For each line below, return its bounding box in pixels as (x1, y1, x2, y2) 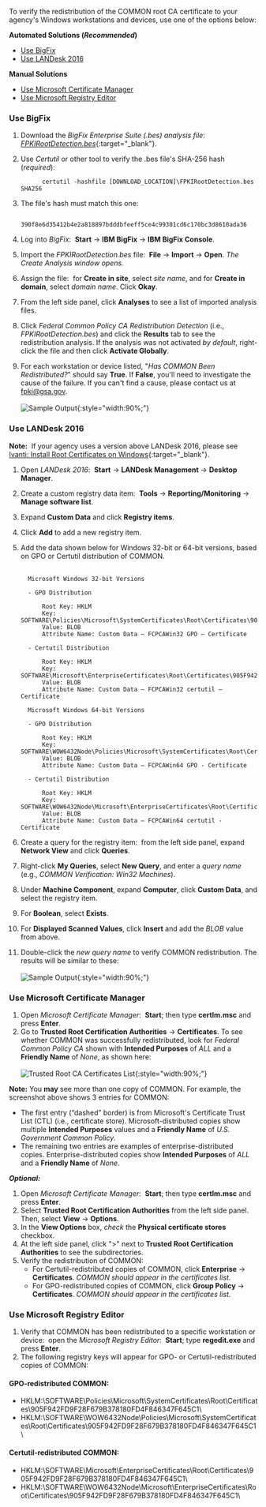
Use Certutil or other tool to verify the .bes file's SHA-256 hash (20, 154, 226, 164)
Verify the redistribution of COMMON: (20, 1255, 144, 1265)
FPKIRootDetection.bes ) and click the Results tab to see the (20, 329, 216, 339)
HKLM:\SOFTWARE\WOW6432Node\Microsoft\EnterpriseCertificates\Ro (20, 1482, 257, 1491)
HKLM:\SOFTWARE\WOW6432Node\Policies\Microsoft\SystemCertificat (20, 1413, 257, 1423)
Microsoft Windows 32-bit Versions (28, 575, 145, 583)
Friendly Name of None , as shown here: (20, 1052, 152, 1061)
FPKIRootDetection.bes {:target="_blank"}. (20, 139, 157, 148)
